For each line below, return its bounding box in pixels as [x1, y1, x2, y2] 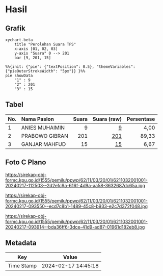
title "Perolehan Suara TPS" [14, 42, 76, 47]
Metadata [5, 239, 37, 247]
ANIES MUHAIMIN [21, 124, 65, 131]
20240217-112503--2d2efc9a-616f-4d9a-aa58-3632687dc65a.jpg [5, 182, 145, 188]
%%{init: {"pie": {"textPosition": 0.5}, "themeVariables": [5, 64, 136, 69]
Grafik [5, 24, 25, 33]
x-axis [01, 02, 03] [14, 46, 58, 52]
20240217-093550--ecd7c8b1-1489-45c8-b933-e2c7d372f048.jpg [5, 203, 148, 209]
